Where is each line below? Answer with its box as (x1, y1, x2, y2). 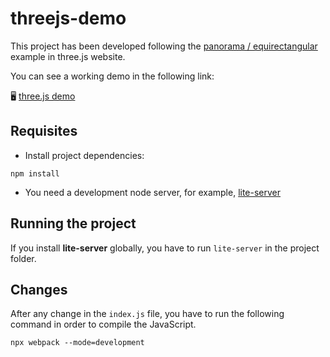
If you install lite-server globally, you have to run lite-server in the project (10, 242, 320, 254)
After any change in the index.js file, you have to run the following (10, 308, 285, 320)
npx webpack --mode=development (10, 338, 145, 348)
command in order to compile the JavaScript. (10, 318, 197, 331)
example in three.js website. (10, 50, 126, 62)
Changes (10, 281, 68, 298)
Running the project (10, 215, 137, 232)
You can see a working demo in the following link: (10, 70, 215, 82)
